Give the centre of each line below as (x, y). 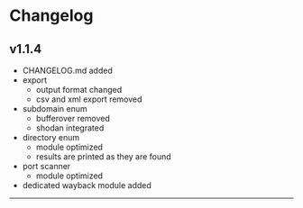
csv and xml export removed (89, 99)
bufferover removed (73, 118)
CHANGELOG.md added (67, 70)
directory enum (51, 137)
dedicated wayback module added (87, 185)
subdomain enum (55, 109)
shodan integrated (70, 128)
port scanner (46, 166)
